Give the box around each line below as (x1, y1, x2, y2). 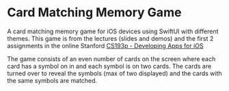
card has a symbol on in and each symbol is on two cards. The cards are (7, 62, 212, 70)
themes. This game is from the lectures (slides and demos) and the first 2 (7, 34, 214, 42)
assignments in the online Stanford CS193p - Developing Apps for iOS (7, 41, 204, 50)
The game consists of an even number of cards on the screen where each (7, 54, 216, 62)
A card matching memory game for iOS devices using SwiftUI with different (7, 27, 219, 35)
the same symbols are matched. (7, 76, 98, 84)
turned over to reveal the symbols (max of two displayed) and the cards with (7, 69, 222, 77)
